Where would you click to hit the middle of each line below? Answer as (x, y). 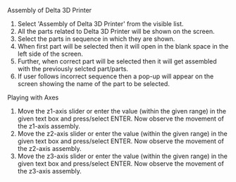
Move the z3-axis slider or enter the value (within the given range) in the (122, 156)
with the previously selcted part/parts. (73, 69)
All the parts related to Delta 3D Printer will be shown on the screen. (116, 31)
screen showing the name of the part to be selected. (94, 84)
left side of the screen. (50, 54)
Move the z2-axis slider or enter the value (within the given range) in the (122, 134)
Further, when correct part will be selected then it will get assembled (117, 61)
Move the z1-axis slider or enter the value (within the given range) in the (122, 111)
